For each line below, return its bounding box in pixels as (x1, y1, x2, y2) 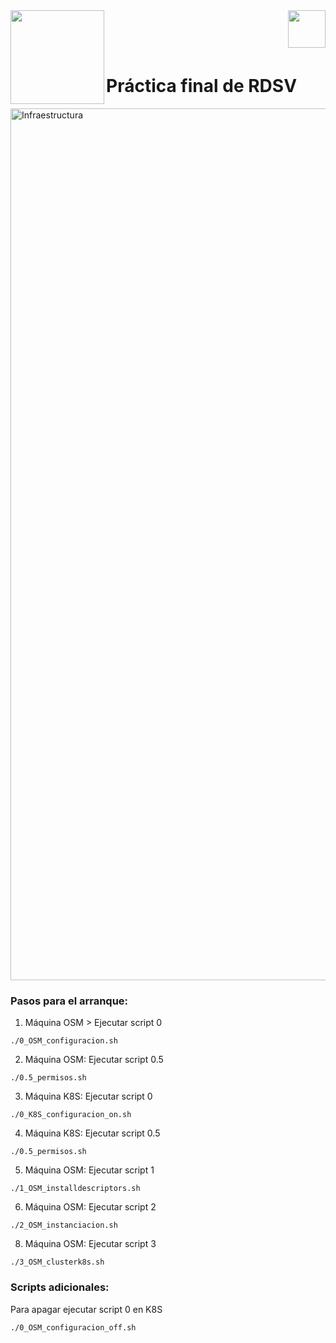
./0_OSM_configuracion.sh (10, 1036, 118, 1046)
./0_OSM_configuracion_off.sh (10, 1322, 137, 1333)
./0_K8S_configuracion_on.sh (10, 1110, 132, 1120)
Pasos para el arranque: (10, 994, 129, 1008)
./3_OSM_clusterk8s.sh (10, 1257, 105, 1268)
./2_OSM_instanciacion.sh (10, 1220, 118, 1231)
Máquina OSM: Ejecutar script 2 (24, 1201, 157, 1213)
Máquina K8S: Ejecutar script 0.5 (24, 1127, 161, 1139)
